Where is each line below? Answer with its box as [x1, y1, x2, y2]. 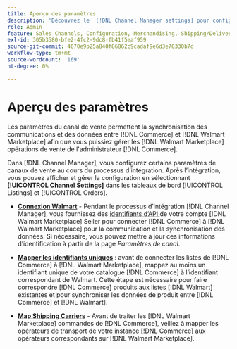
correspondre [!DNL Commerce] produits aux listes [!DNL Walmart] [17, 283, 213, 291]
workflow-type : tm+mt [7, 50, 71, 57]
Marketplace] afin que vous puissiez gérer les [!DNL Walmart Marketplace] [7, 137, 224, 146]
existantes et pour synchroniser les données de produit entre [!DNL [17, 290, 214, 299]
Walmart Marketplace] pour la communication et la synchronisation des [17, 224, 226, 233]
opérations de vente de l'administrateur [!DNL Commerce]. [7, 145, 178, 153]
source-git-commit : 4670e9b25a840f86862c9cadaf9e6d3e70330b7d [7, 43, 194, 50]
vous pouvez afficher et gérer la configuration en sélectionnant [7, 173, 190, 182]
